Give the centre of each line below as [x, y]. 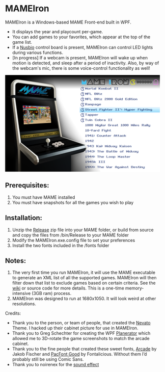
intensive [21, 293]
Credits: [13, 313]
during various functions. [38, 53]
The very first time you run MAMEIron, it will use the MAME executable [84, 272]
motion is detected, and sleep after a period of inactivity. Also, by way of [85, 63]
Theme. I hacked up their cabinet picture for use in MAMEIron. [75, 328]
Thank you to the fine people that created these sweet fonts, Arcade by [84, 349]
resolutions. [24, 304]
